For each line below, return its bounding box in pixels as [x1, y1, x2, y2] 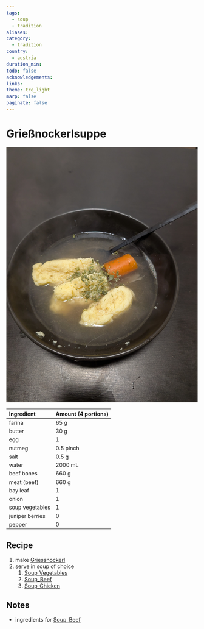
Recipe [6, 540, 33, 550]
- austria [12, 55, 36, 61]
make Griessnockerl [15, 556, 66, 564]
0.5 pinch [55, 444, 80, 452]
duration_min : [6, 61, 42, 67]
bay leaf [8, 486, 29, 494]
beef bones [8, 470, 38, 477]
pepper [8, 521, 27, 528]
